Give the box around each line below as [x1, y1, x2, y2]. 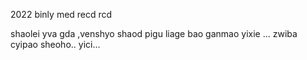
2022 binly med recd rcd [10, 9, 113, 20]
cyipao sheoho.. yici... [10, 39, 101, 50]
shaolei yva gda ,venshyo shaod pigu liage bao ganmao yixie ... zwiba [10, 28, 298, 39]
